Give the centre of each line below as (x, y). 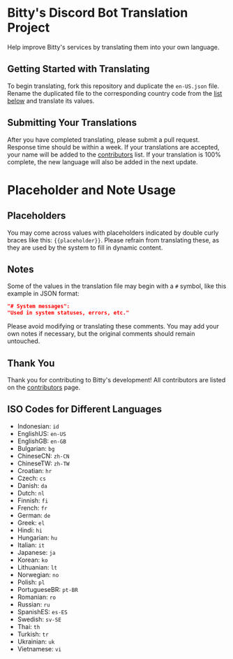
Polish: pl (31, 582)
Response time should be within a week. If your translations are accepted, (113, 147)
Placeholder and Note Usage (92, 190)
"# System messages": (39, 306)
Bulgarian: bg (36, 448)
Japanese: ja (36, 552)
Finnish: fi (33, 500)
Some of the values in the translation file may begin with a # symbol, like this (117, 286)
